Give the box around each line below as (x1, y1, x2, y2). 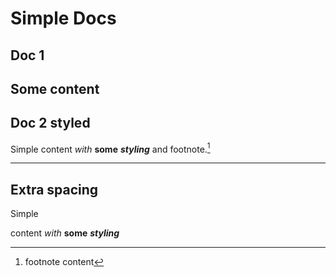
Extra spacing (10, 181, 99, 198)
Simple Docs (10, 7, 117, 30)
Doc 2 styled (10, 115, 91, 132)
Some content (10, 80, 100, 97)
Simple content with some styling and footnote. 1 (10, 141, 211, 155)
